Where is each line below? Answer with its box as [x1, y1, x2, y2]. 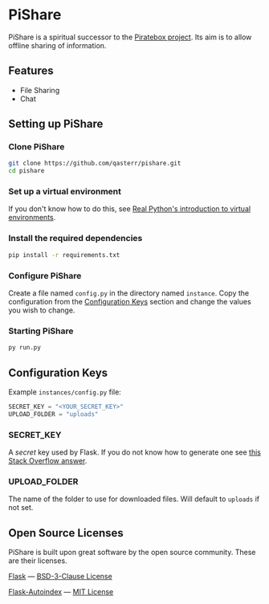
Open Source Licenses [8, 526, 124, 540]
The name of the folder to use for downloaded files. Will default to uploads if [8, 494, 260, 504]
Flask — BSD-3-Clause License [8, 572, 112, 582]
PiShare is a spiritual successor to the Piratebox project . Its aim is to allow [8, 32, 252, 42]
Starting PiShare [8, 325, 74, 337]
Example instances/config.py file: [8, 387, 122, 397]
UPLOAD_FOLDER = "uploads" [8, 410, 99, 418]
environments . [8, 213, 56, 222]
